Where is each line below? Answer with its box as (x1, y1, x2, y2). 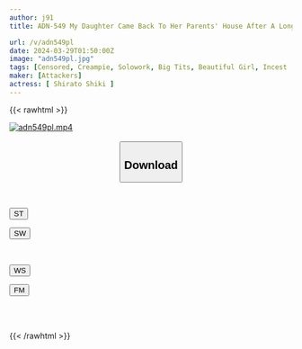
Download (124, 158, 178, 172)
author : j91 (9, 13, 54, 22)
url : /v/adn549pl (9, 38, 75, 47)
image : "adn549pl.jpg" (9, 55, 94, 64)
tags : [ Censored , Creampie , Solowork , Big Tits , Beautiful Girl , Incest (9, 63, 288, 72)
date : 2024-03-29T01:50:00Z (9, 46, 115, 55)
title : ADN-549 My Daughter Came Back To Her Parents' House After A (9, 22, 276, 31)
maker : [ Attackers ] (9, 71, 83, 81)
